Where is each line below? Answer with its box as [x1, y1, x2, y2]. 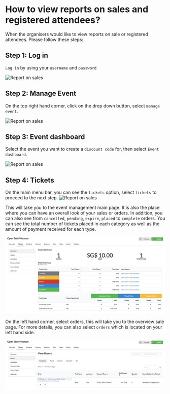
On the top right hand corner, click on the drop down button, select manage [5, 102, 160, 109]
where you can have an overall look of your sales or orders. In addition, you [5, 210, 163, 216]
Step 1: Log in [5, 51, 48, 60]
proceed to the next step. [5, 195, 58, 201]
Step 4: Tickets [5, 176, 54, 185]
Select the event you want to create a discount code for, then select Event [5, 146, 159, 152]
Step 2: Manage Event [5, 89, 77, 98]
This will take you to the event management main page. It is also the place [5, 204, 160, 211]
